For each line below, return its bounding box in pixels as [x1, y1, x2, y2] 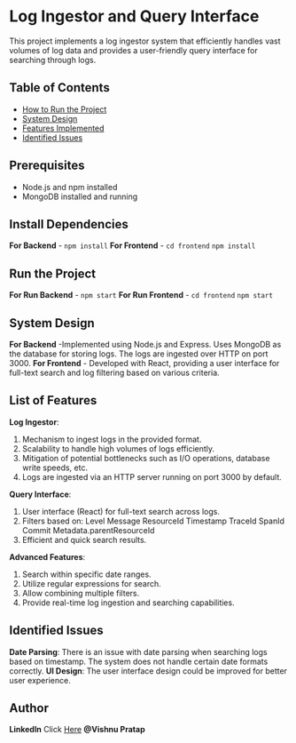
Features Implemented [21, 123, 105, 133]
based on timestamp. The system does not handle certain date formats [9, 656, 269, 667]
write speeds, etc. [21, 462, 89, 473]
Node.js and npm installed [21, 181, 118, 192]
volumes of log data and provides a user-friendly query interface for [9, 44, 259, 55]
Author [9, 700, 49, 716]
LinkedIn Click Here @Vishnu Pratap [9, 724, 145, 735]
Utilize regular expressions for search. [21, 578, 161, 588]
